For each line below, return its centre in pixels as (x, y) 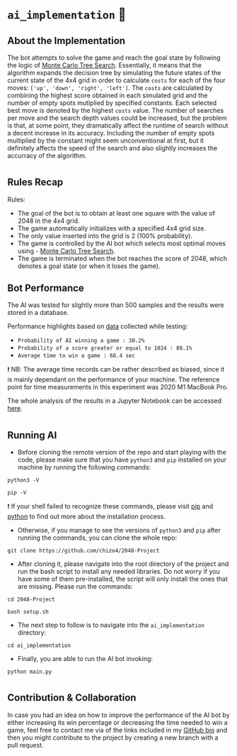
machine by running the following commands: (84, 467)
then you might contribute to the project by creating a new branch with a (113, 738)
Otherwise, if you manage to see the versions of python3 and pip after (119, 530)
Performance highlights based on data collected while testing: (98, 326)
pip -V (17, 493)
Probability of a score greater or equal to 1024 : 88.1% (105, 348)
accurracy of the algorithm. (47, 156)
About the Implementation (67, 41)
